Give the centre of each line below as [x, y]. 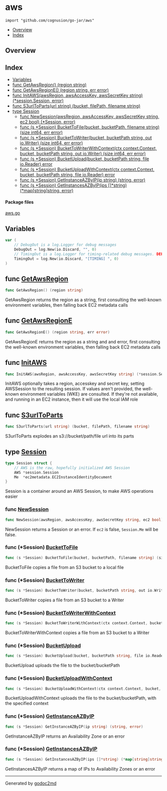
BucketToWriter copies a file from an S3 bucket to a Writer [65, 600]
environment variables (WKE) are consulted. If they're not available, [89, 394]
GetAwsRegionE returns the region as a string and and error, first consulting [83, 341]
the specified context [27, 703]
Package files [19, 202]
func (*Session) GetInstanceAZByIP [50, 716]
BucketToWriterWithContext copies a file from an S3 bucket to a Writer [77, 633]
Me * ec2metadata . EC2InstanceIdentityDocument [63, 477]
